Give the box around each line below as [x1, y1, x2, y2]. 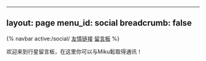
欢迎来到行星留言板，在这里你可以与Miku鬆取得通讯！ [6, 48, 142, 55]
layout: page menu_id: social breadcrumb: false [6, 18, 192, 28]
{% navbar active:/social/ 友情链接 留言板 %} [6, 35, 120, 42]
